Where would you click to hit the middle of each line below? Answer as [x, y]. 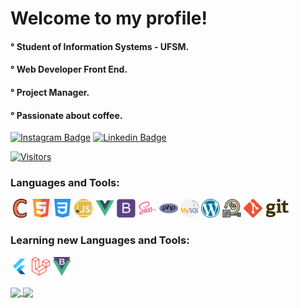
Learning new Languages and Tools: [100, 240]
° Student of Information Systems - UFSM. [100, 46]
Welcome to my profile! [109, 18]
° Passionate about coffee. [66, 115]
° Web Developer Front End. [69, 69]
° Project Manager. [50, 92]
